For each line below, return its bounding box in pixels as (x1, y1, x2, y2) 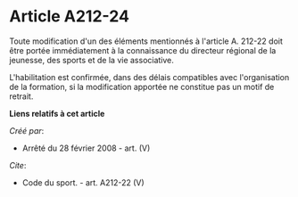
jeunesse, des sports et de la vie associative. (9, 54, 174, 65)
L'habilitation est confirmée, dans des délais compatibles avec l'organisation (9, 71, 290, 82)
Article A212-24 (9, 6, 129, 27)
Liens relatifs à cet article (9, 108, 105, 119)
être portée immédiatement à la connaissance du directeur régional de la (9, 45, 277, 55)
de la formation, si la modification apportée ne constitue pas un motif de (9, 81, 275, 92)
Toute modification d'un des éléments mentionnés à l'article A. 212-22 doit (9, 36, 284, 46)
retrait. (9, 91, 34, 102)
